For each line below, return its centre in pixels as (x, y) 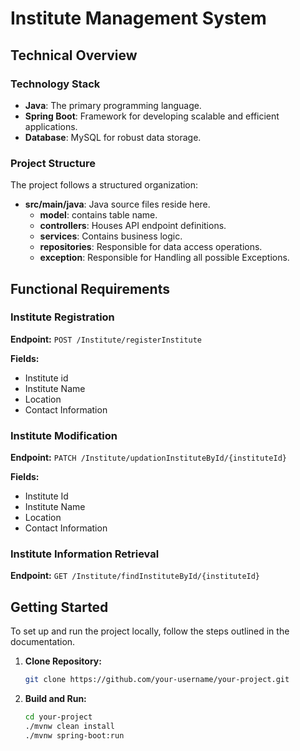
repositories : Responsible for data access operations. (151, 247)
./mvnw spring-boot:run (74, 735)
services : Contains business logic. (111, 236)
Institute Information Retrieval (85, 554)
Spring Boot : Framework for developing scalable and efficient (152, 116)
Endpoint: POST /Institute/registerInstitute (106, 339)
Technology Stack (55, 84)
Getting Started (59, 607)
